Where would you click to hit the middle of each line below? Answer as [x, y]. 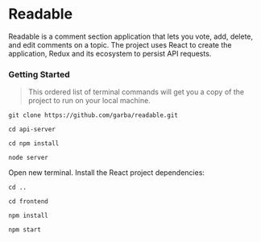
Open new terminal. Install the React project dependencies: [107, 173]
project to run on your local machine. [89, 101]
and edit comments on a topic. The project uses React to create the [120, 44]
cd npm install [34, 144]
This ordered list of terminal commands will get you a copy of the [136, 92]
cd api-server [32, 130]
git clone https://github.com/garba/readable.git [93, 115]
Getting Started [39, 74]
